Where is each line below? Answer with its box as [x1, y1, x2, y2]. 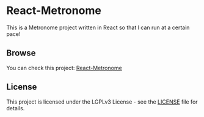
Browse [6, 48, 36, 58]
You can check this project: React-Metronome [6, 64, 122, 71]
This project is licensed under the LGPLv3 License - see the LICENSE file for [6, 98, 198, 105]
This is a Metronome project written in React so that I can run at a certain [6, 24, 190, 31]
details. [6, 104, 25, 112]
